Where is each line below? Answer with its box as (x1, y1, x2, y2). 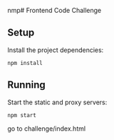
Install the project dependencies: (7, 46, 104, 54)
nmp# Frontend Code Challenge (7, 6, 102, 14)
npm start (7, 111, 37, 119)
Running (7, 79, 46, 91)
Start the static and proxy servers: (7, 98, 108, 106)
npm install (7, 59, 43, 66)
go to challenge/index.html (7, 124, 86, 133)
